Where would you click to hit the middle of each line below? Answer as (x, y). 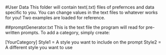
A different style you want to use (39, 47)
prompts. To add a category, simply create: (65, 32)
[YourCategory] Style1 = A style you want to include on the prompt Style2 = (83, 42)
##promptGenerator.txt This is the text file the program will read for (75, 27)
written (13, 32)
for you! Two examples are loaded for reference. (55, 18)
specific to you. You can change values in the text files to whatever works (81, 12)
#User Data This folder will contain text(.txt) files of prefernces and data (80, 7)
